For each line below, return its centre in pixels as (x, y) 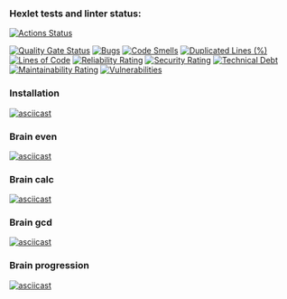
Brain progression (50, 266)
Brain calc (32, 179)
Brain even (33, 136)
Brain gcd (31, 222)
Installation (35, 93)
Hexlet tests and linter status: (75, 14)
